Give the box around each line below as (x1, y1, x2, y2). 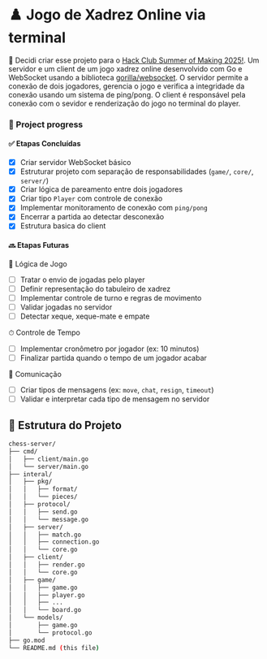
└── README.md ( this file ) (8, 644, 100, 652)
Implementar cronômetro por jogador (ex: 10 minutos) (19, 344, 200, 353)
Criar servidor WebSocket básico (19, 158, 131, 167)
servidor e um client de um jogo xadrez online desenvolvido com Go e (8, 63, 243, 73)
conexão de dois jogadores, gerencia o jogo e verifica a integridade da (8, 81, 245, 91)
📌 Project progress (8, 119, 84, 130)
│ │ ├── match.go (8, 531, 82, 539)
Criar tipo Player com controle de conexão (19, 193, 163, 203)
